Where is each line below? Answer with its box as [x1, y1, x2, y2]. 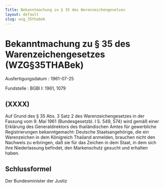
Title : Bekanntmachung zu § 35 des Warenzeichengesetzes [5, 7, 126, 12]
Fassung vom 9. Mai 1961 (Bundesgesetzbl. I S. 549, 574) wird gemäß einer [5, 118, 160, 125]
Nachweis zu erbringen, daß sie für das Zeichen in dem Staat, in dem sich [5, 140, 157, 146]
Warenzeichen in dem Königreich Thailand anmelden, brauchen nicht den [5, 134, 156, 140]
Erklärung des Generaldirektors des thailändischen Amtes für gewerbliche [5, 124, 157, 130]
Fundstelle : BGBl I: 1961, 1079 [5, 85, 66, 91]
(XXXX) [5, 100, 30, 108]
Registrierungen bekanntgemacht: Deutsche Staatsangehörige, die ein [5, 129, 149, 135]
